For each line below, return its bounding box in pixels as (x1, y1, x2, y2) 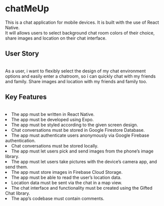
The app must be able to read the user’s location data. (11, 174, 122, 180)
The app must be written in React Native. (11, 111, 95, 117)
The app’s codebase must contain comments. (11, 195, 105, 201)
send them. (5, 164, 28, 170)
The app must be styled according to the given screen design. (11, 122, 138, 128)
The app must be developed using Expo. (11, 116, 94, 122)
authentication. (5, 137, 36, 144)
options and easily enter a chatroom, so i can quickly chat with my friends (5, 73, 156, 79)
